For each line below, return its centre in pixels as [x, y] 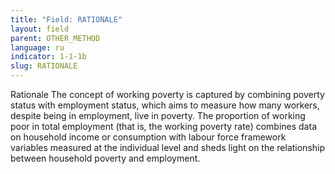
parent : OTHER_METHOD [55, 38]
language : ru [37, 47]
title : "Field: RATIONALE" [66, 19]
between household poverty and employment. [105, 158]
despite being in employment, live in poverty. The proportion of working [158, 115]
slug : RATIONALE [44, 66]
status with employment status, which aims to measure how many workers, [165, 105]
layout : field [40, 29]
